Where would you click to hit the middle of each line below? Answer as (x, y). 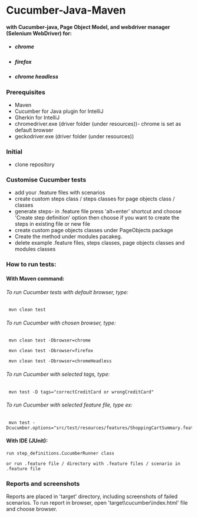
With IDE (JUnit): (27, 441)
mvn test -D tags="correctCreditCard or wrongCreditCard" (81, 392)
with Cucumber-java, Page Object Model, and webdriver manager (88, 27)
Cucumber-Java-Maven (66, 10)
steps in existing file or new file (52, 224)
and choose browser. (32, 509)
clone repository (34, 165)
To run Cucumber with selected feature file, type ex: (69, 405)
